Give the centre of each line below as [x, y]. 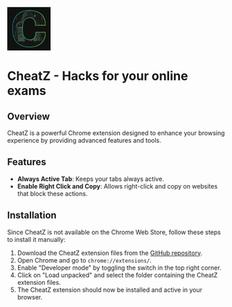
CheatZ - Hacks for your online [98, 76]
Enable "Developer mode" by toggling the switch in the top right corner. [119, 267]
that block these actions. [52, 193]
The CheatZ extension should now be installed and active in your [110, 290]
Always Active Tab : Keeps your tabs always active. [90, 179]
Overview [29, 116]
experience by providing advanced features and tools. [84, 140]
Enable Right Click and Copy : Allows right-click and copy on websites [117, 186]
